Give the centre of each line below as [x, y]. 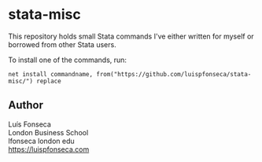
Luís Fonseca [30, 124]
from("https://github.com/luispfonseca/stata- [173, 74]
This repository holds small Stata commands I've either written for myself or [131, 36]
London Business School [48, 132]
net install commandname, [50, 74]
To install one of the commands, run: [68, 60]
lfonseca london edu [41, 141]
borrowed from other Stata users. [62, 44]
